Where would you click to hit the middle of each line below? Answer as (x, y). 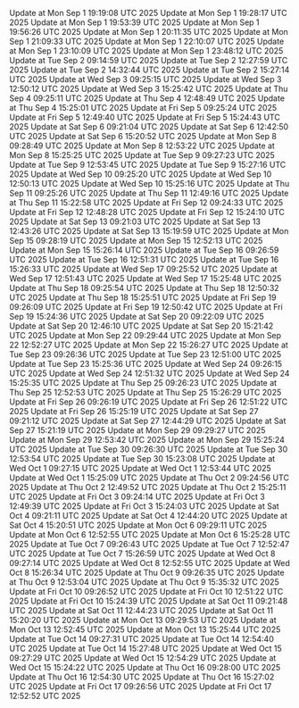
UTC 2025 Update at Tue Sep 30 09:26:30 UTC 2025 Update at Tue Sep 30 (149, 449)
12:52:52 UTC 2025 (45, 696)
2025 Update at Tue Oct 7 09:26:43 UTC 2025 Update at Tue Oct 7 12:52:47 (149, 544)
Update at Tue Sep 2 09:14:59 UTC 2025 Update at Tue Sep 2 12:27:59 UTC (149, 60)
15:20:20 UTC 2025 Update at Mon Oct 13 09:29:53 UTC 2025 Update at (143, 620)
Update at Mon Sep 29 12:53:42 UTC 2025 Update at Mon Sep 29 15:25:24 (147, 440)
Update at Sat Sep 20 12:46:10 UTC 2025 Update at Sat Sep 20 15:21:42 (141, 326)
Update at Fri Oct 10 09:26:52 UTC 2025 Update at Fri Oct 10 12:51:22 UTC (146, 591)
